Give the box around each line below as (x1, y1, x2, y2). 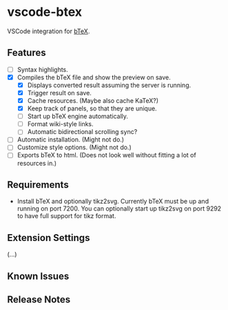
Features (7, 47, 46, 59)
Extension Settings (7, 232, 90, 244)
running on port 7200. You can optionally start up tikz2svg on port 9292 (17, 204, 222, 213)
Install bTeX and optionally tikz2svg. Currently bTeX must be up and (17, 197, 209, 206)
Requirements (7, 179, 69, 191)
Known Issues (7, 270, 70, 282)
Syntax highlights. (17, 65, 69, 73)
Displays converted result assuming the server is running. (27, 81, 191, 89)
